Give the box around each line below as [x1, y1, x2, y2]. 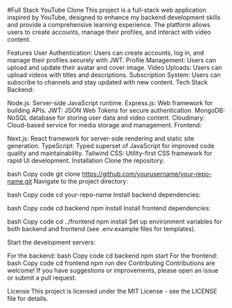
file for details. [7, 294, 48, 302]
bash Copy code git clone [7, 170, 81, 178]
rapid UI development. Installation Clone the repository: [7, 156, 165, 165]
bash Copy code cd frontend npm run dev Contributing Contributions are [7, 259, 215, 267]
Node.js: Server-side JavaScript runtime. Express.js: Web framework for [7, 99, 213, 107]
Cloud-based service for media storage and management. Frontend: [7, 121, 202, 129]
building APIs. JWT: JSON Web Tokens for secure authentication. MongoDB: [7, 107, 225, 114]
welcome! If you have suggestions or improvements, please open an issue [7, 266, 219, 274]
